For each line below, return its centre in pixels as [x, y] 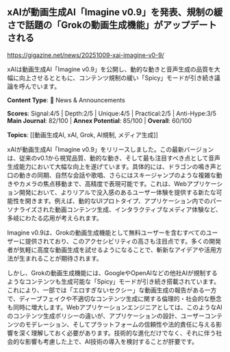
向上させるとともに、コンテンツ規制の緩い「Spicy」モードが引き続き [117, 78]
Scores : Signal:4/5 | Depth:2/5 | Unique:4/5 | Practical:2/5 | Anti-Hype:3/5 [112, 113]
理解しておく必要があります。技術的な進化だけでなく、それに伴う [123, 333]
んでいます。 [42, 86]
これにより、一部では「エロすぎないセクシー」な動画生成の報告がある [106, 290]
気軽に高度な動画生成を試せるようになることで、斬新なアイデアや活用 [118, 250]
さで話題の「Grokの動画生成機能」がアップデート [112, 25]
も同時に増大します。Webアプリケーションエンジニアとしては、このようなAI [115, 307]
